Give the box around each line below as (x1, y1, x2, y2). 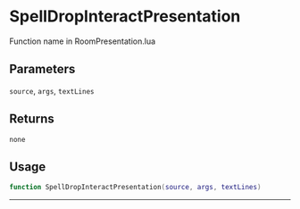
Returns (9, 112, 55, 127)
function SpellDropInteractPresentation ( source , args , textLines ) (9, 183, 262, 192)
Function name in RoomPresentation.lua (9, 36, 156, 46)
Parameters (9, 62, 76, 77)
